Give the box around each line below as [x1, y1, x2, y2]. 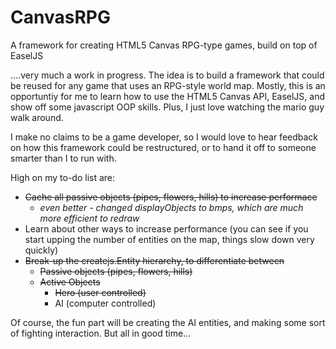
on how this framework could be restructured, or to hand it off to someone [10, 141, 317, 153]
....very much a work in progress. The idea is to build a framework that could [10, 69, 325, 81]
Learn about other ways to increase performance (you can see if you [24, 222, 309, 235]
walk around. [10, 111, 64, 123]
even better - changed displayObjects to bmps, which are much [39, 201, 304, 213]
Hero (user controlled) [54, 286, 147, 298]
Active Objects [39, 276, 101, 288]
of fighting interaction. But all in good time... [10, 327, 192, 339]
